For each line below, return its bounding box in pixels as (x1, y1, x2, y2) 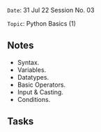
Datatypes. (17, 73, 49, 81)
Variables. (17, 66, 47, 74)
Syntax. (17, 58, 40, 66)
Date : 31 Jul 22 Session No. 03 (7, 6, 95, 14)
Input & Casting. (17, 87, 64, 96)
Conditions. (17, 95, 51, 103)
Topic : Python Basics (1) (7, 20, 77, 27)
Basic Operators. (17, 80, 66, 89)
